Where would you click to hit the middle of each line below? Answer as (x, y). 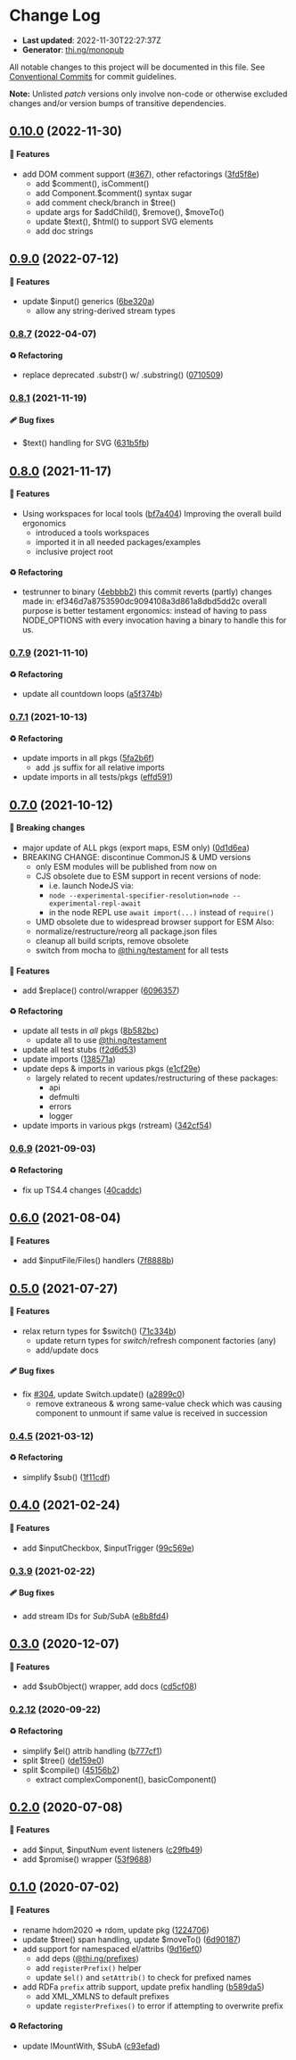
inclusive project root (74, 551)
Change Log (55, 16)
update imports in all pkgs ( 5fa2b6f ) (88, 758)
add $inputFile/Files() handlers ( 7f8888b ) (98, 1261)
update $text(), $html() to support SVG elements (124, 221)
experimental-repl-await (95, 904)
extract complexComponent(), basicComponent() (126, 1779)
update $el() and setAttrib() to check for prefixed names (143, 1977)
